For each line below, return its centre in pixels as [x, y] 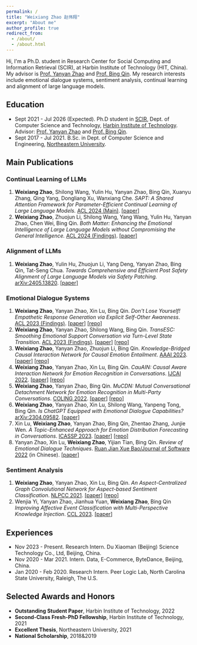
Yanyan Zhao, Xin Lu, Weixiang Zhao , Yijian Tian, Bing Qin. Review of [99, 442]
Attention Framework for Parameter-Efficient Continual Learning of [96, 204]
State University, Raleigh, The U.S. [56, 578]
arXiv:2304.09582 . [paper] [47, 417]
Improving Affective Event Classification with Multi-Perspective [91, 508]
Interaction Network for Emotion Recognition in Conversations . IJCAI [98, 373]
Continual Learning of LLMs [46, 179]
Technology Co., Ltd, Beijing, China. [58, 553]
